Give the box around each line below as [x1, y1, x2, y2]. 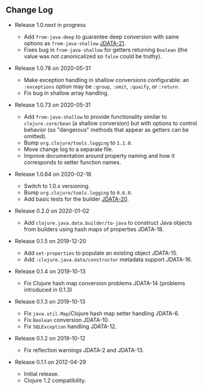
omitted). [23, 132, 47, 140]
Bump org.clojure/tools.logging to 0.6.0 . [23, 189, 132, 196]
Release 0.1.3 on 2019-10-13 [14, 298, 86, 305]
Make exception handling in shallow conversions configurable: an [23, 76, 190, 83]
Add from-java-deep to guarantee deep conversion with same [23, 33, 179, 40]
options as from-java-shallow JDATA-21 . [23, 39, 126, 47]
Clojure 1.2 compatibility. [23, 377, 86, 384]
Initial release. [23, 370, 59, 377]
